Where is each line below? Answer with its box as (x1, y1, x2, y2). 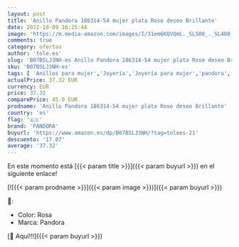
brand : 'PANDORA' (7, 122, 59, 130)
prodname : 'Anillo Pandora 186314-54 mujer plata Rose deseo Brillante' (7, 103, 228, 110)
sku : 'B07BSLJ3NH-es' (7, 63, 72, 70)
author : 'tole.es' (7, 50, 62, 57)
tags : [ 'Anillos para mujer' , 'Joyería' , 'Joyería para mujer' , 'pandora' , (7, 70, 231, 77)
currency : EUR (7, 83, 50, 90)
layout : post (7, 10, 46, 18)
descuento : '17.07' (7, 136, 65, 143)
